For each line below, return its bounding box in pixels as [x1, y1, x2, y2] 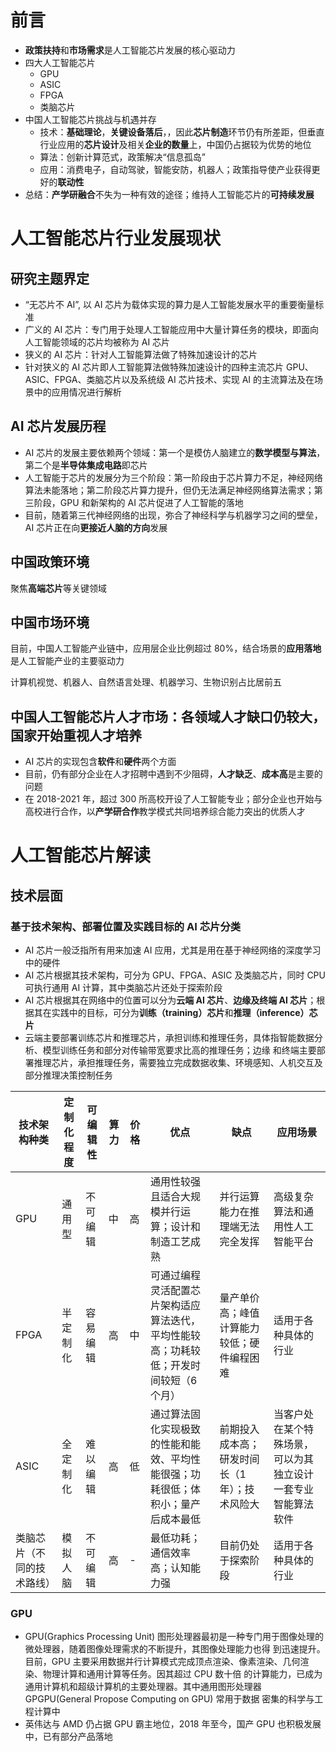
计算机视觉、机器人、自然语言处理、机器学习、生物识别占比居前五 [10, 676, 282, 688]
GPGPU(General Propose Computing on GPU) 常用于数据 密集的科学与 [24, 1693, 315, 1705]
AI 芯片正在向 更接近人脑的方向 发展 [24, 521, 168, 533]
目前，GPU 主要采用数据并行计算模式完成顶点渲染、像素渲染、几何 [24, 1656, 301, 1668]
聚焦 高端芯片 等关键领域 [10, 582, 107, 594]
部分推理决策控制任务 [24, 1069, 113, 1081]
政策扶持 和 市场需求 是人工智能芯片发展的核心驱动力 [24, 44, 236, 56]
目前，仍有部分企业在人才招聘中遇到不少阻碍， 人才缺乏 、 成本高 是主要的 [24, 768, 323, 780]
